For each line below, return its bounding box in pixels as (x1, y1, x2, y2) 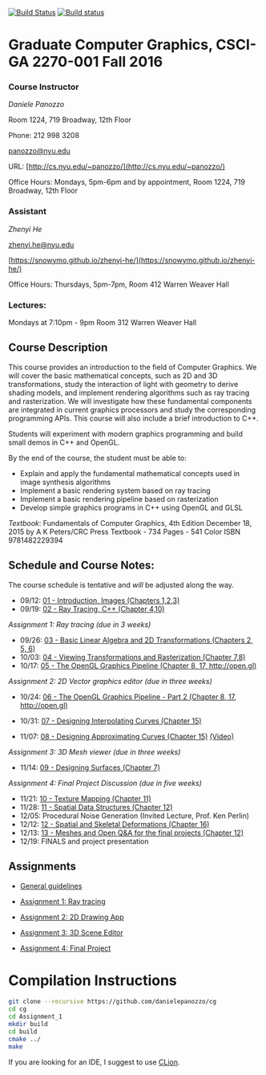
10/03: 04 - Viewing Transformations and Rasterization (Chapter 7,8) (19, 652, 246, 662)
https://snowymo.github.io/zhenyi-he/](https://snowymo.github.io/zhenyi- (10, 255, 256, 265)
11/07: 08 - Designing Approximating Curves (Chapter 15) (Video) (19, 731, 235, 741)
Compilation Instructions (8, 971, 178, 989)
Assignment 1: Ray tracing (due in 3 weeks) (8, 619, 151, 629)
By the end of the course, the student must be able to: (8, 453, 187, 462)
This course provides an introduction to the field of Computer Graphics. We (8, 362, 257, 372)
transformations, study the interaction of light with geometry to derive (8, 379, 239, 389)
